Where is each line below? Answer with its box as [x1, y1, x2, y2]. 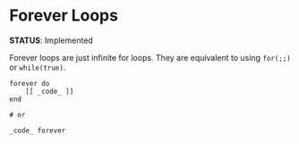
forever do [9, 79, 50, 88]
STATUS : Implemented [9, 35, 94, 46]
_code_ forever [9, 126, 66, 135]
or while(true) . [9, 62, 66, 72]
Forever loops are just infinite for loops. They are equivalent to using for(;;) [9, 52, 291, 63]
